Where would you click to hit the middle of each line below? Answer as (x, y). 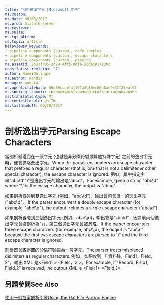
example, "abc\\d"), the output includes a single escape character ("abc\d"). (82, 208)
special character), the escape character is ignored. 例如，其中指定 (73, 174)
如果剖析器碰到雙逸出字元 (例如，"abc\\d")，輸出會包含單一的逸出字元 (76, 196)
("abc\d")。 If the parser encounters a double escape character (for (73, 202)
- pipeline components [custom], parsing (48, 60)
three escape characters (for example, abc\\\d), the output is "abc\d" (74, 229)
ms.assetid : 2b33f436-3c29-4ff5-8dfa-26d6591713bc (58, 64)
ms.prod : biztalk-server (30, 23)
